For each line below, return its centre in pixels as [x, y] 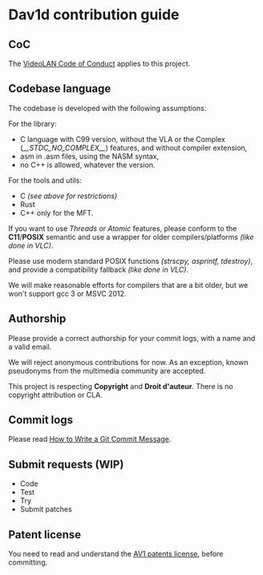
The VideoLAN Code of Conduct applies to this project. [99, 63]
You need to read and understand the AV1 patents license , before [116, 554]
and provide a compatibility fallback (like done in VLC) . [99, 269]
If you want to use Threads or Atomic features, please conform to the [123, 228]
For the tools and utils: [45, 180]
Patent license [45, 535]
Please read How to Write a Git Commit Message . [90, 439]
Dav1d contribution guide [94, 15]
